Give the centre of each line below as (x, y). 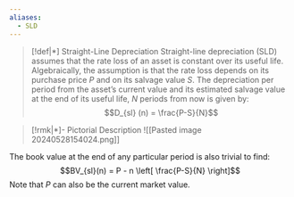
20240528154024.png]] (76, 139)
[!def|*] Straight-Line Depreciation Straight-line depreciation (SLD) (154, 51)
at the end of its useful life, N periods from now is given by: (140, 98)
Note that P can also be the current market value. (100, 185)
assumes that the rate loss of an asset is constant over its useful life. (157, 61)
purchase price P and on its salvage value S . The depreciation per (152, 79)
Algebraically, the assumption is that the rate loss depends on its (150, 70)
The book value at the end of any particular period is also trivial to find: (140, 156)
